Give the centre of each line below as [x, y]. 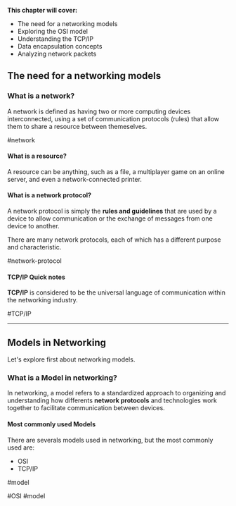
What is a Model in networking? [62, 378]
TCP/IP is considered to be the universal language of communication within [117, 292]
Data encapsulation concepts [60, 46]
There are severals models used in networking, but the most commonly [110, 440]
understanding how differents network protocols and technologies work [112, 400]
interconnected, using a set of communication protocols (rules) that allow [113, 118]
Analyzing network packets [57, 54]
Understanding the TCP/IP [55, 39]
